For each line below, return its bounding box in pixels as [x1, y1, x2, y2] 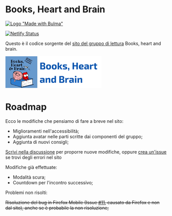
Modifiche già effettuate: [5, 164, 57, 170]
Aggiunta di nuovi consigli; [12, 139, 69, 145]
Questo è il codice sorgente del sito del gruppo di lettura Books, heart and [5, 40, 161, 47]
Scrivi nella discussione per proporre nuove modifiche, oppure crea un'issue [5, 148, 167, 155]
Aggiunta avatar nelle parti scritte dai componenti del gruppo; [12, 133, 143, 139]
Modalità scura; [12, 174, 46, 180]
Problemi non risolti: [5, 189, 48, 196]
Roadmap [5, 101, 47, 113]
